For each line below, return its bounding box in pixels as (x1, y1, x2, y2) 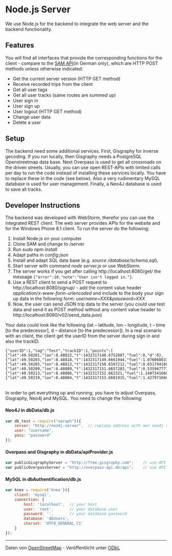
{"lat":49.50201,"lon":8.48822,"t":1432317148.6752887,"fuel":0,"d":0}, (5, 353, 164, 358)
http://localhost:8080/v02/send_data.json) (12, 312, 102, 318)
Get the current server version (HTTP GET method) (12, 76, 121, 82)
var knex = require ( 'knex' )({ (5, 488, 70, 493)
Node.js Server (5, 4, 71, 15)
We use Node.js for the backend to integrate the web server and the (5, 21, 149, 27)
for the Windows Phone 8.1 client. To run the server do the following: (5, 225, 149, 232)
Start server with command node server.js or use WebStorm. (12, 263, 141, 269)
